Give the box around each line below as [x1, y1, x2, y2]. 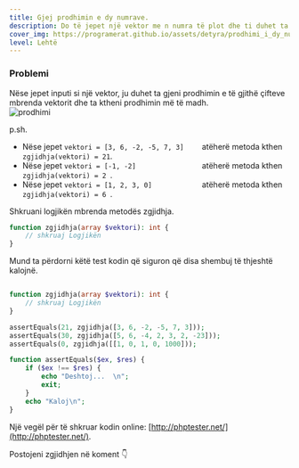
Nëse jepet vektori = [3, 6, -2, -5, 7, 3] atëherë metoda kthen [21, 141, 283, 152]
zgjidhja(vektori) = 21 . [21, 151, 113, 161]
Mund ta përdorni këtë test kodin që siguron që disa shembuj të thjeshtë [9, 256, 273, 267]
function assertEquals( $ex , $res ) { [9, 356, 145, 365]
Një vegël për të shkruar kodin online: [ [9, 421, 152, 432]
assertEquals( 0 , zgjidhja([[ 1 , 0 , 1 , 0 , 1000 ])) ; [9, 340, 198, 349]
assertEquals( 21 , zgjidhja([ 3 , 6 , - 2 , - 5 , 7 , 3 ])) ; [9, 323, 206, 332]
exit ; [41, 381, 62, 390]
